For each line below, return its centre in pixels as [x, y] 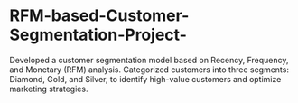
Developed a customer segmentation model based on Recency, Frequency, [149, 60]
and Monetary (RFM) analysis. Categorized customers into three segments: [149, 70]
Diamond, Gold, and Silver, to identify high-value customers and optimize [145, 79]
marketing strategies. [49, 89]
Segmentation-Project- [98, 35]
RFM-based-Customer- [99, 16]
